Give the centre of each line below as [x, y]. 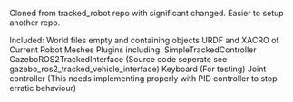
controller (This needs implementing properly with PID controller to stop [143, 79]
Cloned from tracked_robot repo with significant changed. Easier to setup [146, 13]
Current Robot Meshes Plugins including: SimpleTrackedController [133, 50]
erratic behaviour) [43, 88]
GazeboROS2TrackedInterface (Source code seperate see [118, 59]
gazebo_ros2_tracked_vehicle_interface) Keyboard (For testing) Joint [138, 69]
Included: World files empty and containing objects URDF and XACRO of [144, 40]
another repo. [35, 23]
